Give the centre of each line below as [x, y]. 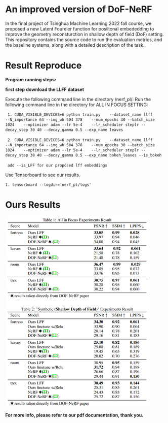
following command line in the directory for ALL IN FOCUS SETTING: [77, 105]
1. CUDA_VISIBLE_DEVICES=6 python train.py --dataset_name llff [80, 115]
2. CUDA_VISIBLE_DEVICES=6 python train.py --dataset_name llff [80, 140]
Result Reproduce [44, 66]
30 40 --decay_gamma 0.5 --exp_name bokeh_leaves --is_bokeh [96, 155]
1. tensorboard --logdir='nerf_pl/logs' [49, 185]
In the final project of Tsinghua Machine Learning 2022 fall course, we [78, 23]
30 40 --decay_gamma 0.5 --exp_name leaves [77, 130]
